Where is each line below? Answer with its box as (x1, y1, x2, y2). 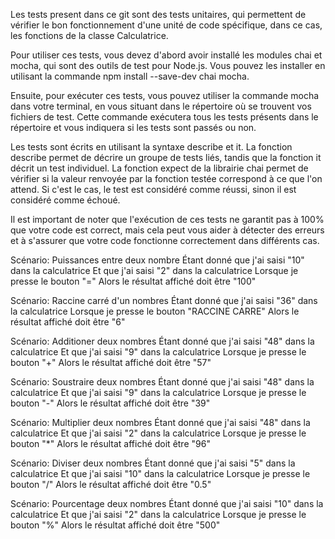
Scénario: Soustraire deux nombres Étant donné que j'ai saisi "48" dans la (10, 376, 315, 388)
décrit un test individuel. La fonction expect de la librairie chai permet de (10, 162, 309, 174)
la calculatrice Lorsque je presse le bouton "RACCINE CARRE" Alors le (10, 305, 300, 317)
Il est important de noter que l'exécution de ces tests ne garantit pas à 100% (10, 214, 325, 225)
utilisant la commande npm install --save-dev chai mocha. (10, 70, 250, 82)
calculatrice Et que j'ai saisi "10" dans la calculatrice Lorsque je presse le (10, 468, 311, 479)
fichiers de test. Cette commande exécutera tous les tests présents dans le (10, 111, 319, 123)
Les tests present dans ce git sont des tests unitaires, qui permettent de (10, 9, 307, 20)
